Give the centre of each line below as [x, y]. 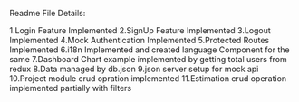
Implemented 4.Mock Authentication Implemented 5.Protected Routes [140, 40]
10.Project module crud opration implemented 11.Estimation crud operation [148, 79]
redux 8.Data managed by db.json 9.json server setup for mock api [134, 69]
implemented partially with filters [71, 88]
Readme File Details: [48, 13]
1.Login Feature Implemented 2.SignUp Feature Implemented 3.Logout [140, 30]
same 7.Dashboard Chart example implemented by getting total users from [148, 59]
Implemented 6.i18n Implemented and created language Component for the [149, 50]
